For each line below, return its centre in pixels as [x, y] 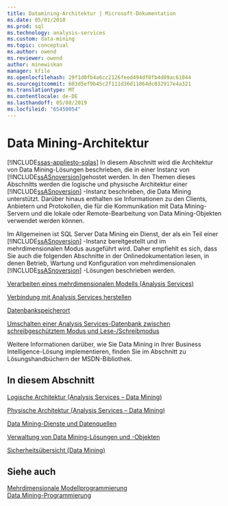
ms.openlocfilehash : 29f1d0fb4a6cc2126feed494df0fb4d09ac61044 [99, 77]
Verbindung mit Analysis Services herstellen [69, 297]
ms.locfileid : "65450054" [44, 109]
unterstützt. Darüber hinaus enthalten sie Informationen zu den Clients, [107, 198]
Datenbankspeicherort [39, 310]
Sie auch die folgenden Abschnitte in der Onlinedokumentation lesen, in [108, 255]
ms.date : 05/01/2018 [37, 20]
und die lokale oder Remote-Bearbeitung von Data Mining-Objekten [126, 213]
